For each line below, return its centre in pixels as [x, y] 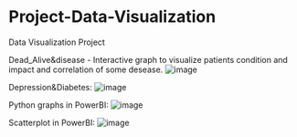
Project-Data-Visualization [112, 17]
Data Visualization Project [57, 42]
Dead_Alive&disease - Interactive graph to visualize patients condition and [148, 59]
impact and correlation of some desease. [86, 69]
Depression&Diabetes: [51, 87]
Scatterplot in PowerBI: [52, 122]
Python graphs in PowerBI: [58, 105]
